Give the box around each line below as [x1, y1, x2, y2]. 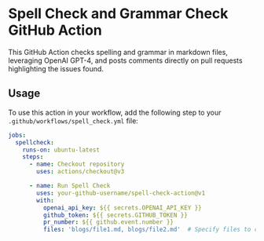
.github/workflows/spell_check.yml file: [8, 115, 139, 126]
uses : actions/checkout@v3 [36, 168, 125, 176]
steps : [22, 153, 44, 161]
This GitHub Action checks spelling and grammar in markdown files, [8, 47, 228, 57]
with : [36, 196, 55, 204]
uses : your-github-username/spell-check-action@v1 [36, 189, 206, 197]
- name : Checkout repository [28, 160, 125, 169]
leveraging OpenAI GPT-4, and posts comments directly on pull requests [8, 56, 243, 65]
